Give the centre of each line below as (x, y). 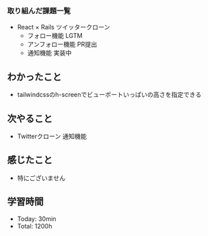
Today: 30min (37, 219)
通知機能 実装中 (50, 53)
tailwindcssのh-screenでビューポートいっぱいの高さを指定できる (109, 95)
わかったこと (34, 77)
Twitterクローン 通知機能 (52, 136)
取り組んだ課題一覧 (39, 10)
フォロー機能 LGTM (55, 36)
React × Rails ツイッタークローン (63, 27)
